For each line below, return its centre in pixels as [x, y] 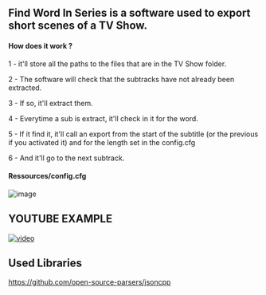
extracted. [25, 88]
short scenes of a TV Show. [78, 26]
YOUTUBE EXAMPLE [61, 219]
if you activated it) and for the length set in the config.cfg [102, 142]
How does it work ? [41, 45]
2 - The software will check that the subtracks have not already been [121, 79]
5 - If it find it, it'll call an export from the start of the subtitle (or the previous [133, 134]
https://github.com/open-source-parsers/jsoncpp [90, 282]
